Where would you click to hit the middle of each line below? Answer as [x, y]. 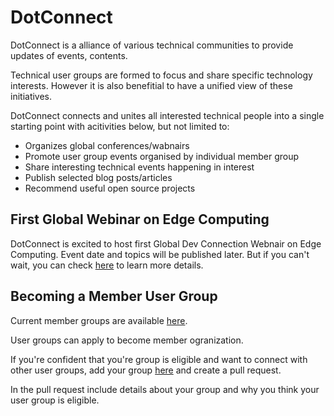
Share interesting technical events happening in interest [139, 167]
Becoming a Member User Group [114, 296]
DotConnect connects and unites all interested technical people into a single [167, 115]
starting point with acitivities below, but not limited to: [120, 126]
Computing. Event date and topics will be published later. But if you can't [160, 254]
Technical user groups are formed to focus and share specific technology [161, 75]
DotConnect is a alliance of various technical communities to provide [152, 45]
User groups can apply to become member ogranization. [127, 340]
